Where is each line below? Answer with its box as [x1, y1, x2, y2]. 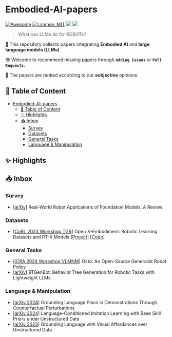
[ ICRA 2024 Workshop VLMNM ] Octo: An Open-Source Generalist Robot [12, 258, 167, 265]
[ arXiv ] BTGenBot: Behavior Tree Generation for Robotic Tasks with [12, 269, 155, 275]
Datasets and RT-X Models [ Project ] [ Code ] [12, 234, 105, 240]
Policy [12, 264, 26, 270]
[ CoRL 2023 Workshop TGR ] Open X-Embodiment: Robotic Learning [12, 229, 158, 235]
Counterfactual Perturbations [12, 305, 75, 311]
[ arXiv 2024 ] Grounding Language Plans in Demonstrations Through [12, 299, 158, 305]
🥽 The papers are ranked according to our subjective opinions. [5, 72, 139, 78]
